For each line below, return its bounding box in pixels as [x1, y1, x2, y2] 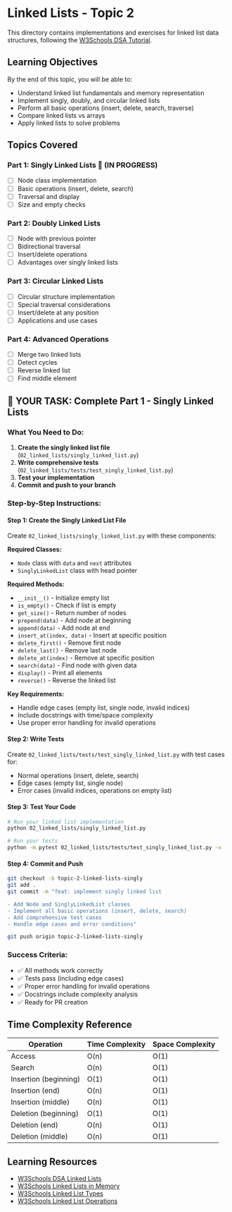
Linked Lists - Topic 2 [7, 5, 135, 21]
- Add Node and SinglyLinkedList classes [7, 901, 131, 908]
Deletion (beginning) [11, 1109, 79, 1119]
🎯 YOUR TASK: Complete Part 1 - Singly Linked [7, 395, 214, 407]
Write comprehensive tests [17, 459, 99, 467]
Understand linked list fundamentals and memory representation [17, 88, 205, 97]
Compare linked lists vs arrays [17, 111, 105, 119]
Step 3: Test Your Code [7, 802, 76, 811]
